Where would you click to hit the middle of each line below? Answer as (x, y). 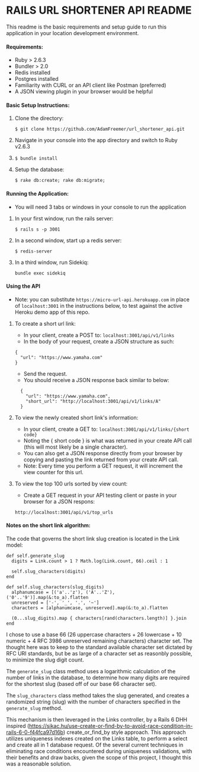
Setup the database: (39, 169)
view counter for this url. (54, 472)
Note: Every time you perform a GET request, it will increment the (103, 466)
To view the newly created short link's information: (76, 417)
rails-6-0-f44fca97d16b (35, 732)
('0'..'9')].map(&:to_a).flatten (47, 597)
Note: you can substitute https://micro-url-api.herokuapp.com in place (102, 299)
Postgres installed (37, 79)
